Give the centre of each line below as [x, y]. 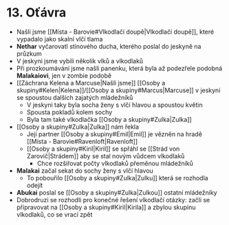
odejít [35, 185]
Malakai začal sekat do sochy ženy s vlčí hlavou [85, 171]
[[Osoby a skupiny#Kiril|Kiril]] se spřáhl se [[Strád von [103, 149]
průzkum [29, 54]
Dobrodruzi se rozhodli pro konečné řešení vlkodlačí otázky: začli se [113, 200]
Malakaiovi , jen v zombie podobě [64, 75]
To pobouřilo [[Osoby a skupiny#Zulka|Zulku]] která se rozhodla [117, 178]
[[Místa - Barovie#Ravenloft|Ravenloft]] [82, 141]
